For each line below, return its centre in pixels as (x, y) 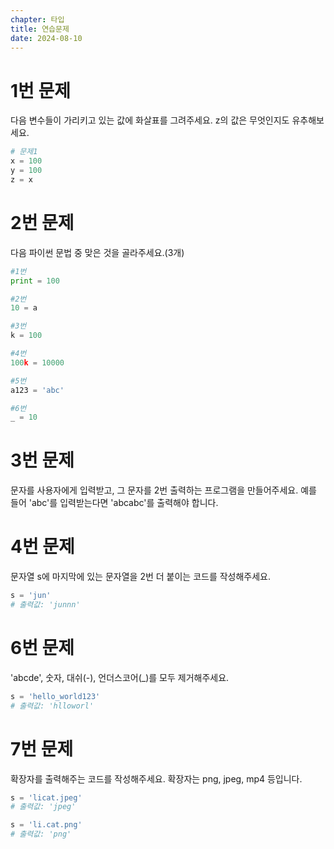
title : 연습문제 (40, 29)
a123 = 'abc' (37, 390)
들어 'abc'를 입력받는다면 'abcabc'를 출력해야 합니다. (114, 503)
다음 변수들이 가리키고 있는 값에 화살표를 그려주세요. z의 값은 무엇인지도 (150, 120)
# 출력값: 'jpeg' (43, 807)
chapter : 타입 (37, 19)
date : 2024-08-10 (46, 38)
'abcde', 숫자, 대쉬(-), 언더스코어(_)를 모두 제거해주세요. (120, 677)
